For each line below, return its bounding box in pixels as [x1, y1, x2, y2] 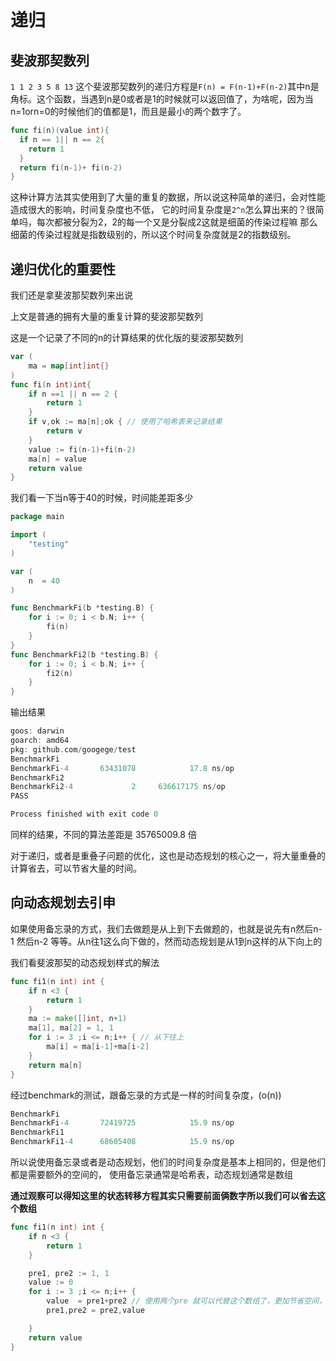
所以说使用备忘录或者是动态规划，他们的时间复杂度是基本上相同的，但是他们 [10, 1156, 326, 1168]
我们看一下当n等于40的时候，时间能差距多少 [10, 492, 194, 504]
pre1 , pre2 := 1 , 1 [28, 1268, 110, 1278]
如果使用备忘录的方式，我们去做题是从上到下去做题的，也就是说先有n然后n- [10, 922, 323, 935]
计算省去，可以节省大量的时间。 [10, 862, 142, 875]
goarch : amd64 [10, 736, 70, 746]
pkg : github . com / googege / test [10, 744, 137, 755]
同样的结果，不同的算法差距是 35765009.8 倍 [10, 829, 197, 841]
